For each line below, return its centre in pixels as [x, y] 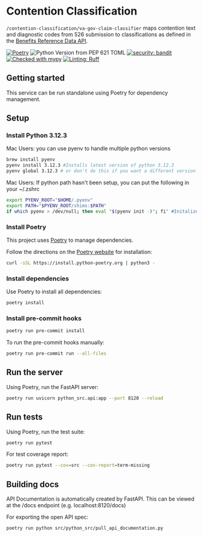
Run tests [24, 417]
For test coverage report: [37, 454]
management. [24, 99]
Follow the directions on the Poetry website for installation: [79, 252]
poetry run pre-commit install [46, 331]
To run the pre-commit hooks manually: [55, 342]
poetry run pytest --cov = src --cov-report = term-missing [78, 465]
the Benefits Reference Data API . [47, 41]
